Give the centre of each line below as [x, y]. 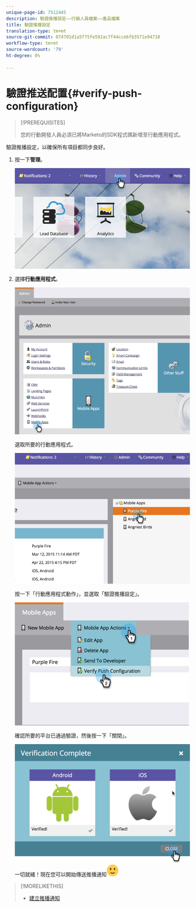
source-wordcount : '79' [35, 50]
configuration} [42, 106]
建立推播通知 [44, 898]
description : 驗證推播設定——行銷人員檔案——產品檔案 [63, 18]
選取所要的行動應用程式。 [45, 445]
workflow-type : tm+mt [32, 43]
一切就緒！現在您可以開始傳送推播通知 [60, 874]
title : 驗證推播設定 [28, 25]
